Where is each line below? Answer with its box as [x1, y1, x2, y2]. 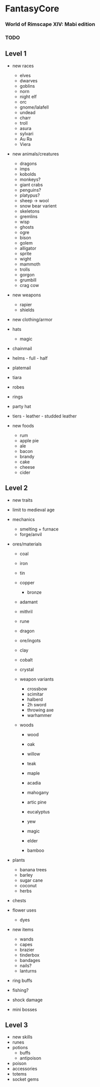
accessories [12, 1066, 38, 1072]
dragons [19, 160, 37, 166]
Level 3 [5, 1021, 28, 1029]
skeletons [19, 208, 40, 214]
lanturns [19, 967, 37, 974]
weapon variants [19, 676, 54, 682]
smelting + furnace [19, 526, 59, 532]
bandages [19, 957, 41, 963]
